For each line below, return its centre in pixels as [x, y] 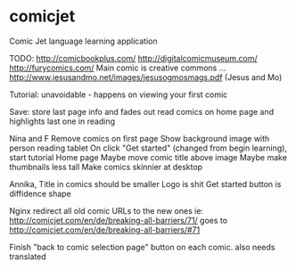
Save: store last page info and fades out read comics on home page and [142, 111]
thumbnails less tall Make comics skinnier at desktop [106, 167]
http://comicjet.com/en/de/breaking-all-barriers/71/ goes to [119, 220]
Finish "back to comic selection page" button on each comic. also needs [142, 247]
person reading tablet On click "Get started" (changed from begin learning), [148, 148]
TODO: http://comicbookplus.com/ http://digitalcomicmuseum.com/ [134, 58]
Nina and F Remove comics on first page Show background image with [140, 138]
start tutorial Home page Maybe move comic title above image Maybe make [148, 157]
